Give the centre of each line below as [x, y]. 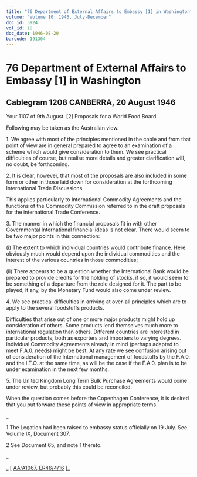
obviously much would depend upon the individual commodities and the [93, 254]
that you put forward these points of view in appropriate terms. [82, 405]
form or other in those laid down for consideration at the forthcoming [89, 182]
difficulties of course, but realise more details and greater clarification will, [96, 158]
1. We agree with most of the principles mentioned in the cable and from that [98, 139]
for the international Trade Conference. [53, 212]
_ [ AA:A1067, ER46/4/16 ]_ [38, 468]
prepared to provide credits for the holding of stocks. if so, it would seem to [97, 278]
